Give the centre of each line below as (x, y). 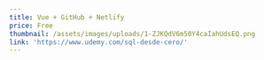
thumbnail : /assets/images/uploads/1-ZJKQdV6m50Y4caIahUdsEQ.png (132, 34)
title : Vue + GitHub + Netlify (67, 17)
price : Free (31, 26)
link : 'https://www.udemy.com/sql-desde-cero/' (99, 42)
